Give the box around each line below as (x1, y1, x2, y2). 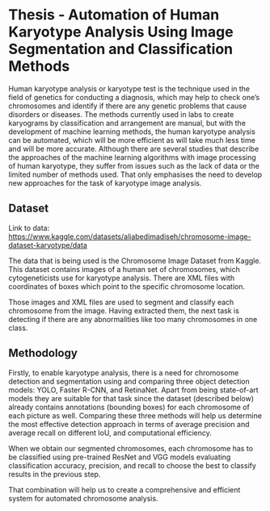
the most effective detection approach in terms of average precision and (8, 419, 250, 429)
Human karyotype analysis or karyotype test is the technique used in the (8, 83, 251, 94)
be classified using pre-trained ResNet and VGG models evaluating (8, 452, 231, 462)
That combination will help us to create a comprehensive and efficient (8, 484, 241, 494)
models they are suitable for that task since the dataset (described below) (8, 393, 255, 403)
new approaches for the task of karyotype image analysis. (8, 178, 202, 187)
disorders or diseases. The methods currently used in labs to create (8, 109, 234, 119)
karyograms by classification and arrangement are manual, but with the (8, 118, 247, 128)
